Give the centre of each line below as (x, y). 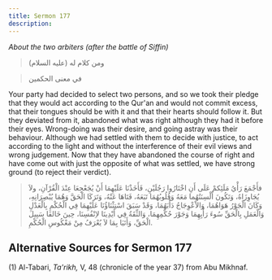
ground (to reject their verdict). (60, 172)
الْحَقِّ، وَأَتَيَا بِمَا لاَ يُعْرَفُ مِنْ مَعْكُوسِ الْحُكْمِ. (90, 222)
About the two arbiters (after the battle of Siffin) (89, 46)
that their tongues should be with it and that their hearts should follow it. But (135, 112)
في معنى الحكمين (55, 78)
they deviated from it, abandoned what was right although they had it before (136, 120)
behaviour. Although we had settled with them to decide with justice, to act (133, 137)
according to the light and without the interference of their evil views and (130, 146)
